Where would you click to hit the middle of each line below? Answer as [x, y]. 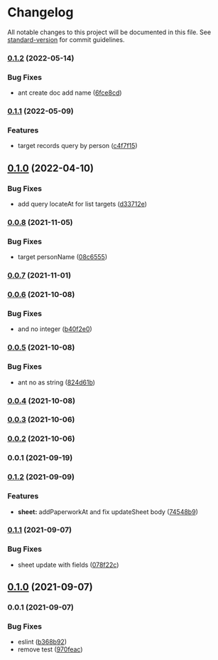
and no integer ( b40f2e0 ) [55, 329]
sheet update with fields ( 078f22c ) [68, 565]
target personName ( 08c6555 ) [62, 257]
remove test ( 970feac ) [50, 649]
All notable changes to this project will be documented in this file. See [109, 32]
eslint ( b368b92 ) [42, 642]
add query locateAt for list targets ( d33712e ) [82, 204]
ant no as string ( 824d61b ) [56, 382]
